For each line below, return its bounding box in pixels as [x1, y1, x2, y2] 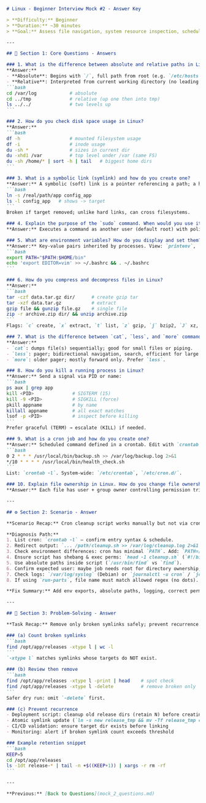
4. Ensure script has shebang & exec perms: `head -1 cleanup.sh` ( [6, 554, 185, 560]
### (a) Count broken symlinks [6, 632, 86, 638]
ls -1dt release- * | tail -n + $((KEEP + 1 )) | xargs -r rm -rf [6, 762, 166, 769]
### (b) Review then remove [6, 667, 78, 673]
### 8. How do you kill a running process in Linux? [6, 367, 144, 374]
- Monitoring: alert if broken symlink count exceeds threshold [6, 729, 174, 735]
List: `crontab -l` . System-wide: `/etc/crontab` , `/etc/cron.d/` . [6, 470, 183, 476]
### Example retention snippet [6, 740, 86, 746]
